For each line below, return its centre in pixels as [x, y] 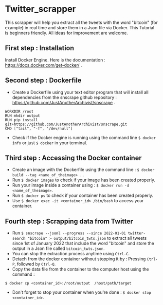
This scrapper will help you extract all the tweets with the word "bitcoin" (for [81, 22]
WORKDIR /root [19, 111]
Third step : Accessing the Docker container [73, 158]
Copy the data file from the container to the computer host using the [81, 269]
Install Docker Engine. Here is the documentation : [55, 60]
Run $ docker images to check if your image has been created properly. [84, 180]
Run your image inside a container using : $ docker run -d [71, 185]
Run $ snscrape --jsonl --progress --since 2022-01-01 [69, 233]
